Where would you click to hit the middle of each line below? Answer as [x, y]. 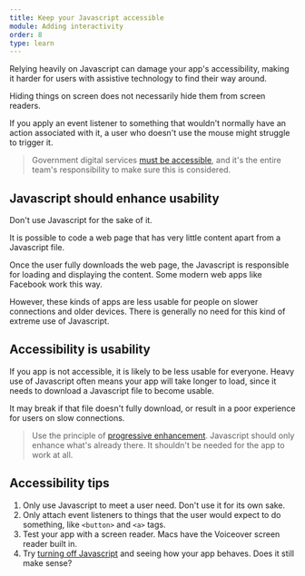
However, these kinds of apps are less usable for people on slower [134, 302]
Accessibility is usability [80, 350]
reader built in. [49, 543]
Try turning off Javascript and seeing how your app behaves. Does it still [158, 553]
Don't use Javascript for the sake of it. [81, 220]
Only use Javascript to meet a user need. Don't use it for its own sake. [154, 505]
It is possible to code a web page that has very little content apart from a [145, 238]
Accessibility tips [60, 483]
